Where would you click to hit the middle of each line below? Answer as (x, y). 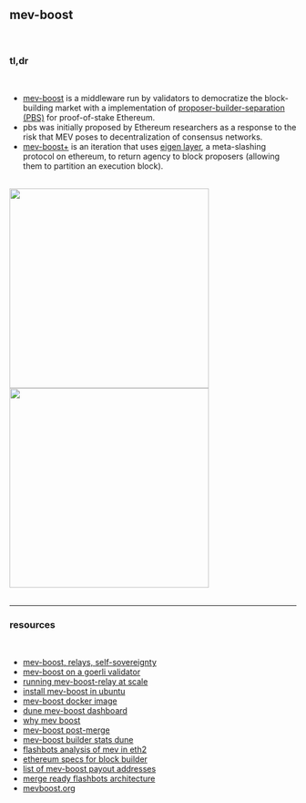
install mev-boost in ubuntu (74, 692)
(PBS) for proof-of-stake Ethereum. (89, 118)
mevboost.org (49, 788)
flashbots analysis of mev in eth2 (85, 750)
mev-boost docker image (70, 701)
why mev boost (51, 721)
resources (33, 625)
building (38, 108)
